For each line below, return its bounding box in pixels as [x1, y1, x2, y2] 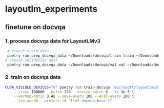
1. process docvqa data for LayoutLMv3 [5, 38, 101, 44]
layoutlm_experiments [5, 3, 98, 15]
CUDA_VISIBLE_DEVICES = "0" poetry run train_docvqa [5, 85, 110, 90]
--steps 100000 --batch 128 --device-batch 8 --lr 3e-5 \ [14, 89, 134, 94]
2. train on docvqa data [5, 74, 61, 81]
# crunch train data [7, 48, 49, 53]
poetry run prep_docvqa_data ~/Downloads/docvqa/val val [7, 62, 125, 67]
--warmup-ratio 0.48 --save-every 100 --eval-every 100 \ [14, 94, 134, 99]
